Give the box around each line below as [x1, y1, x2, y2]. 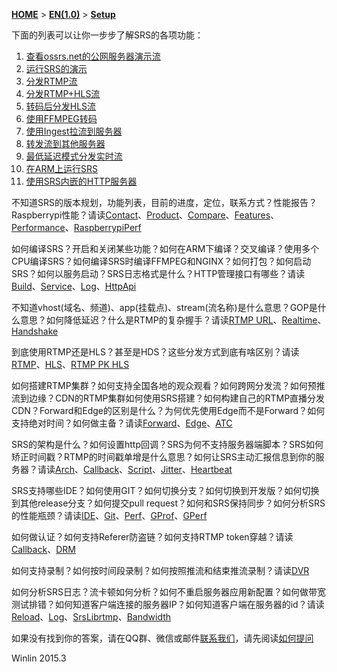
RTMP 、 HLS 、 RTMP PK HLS [11, 359, 130, 370]
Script [127, 464, 153, 475]
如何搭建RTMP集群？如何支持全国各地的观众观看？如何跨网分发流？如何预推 [11, 380, 326, 391]
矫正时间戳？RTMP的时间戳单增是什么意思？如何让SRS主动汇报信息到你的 [11, 451, 316, 463]
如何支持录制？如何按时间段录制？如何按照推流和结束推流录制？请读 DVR [11, 565, 310, 576]
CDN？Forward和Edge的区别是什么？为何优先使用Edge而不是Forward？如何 [11, 405, 326, 416]
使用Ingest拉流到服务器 [25, 125, 123, 137]
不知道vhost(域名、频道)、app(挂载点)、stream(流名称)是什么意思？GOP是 [11, 302, 318, 313]
